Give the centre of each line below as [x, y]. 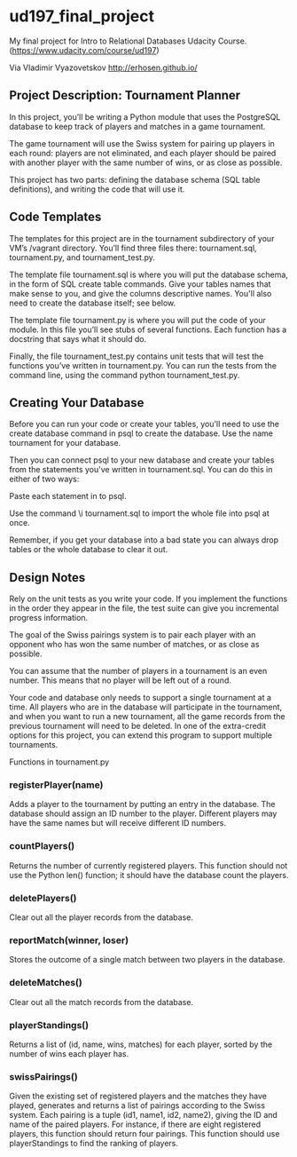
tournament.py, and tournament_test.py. [82, 257]
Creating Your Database [77, 403]
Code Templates [55, 217]
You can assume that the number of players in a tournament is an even [138, 671]
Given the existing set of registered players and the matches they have [138, 1096]
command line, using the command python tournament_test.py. [125, 375]
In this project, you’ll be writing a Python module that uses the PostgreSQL [145, 116]
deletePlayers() [43, 898]
